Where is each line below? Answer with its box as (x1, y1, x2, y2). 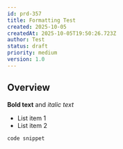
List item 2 (17, 121, 47, 129)
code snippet (7, 134, 45, 142)
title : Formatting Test (7, 17, 76, 24)
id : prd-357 (7, 10, 42, 17)
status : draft (7, 43, 49, 50)
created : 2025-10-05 (7, 23, 67, 30)
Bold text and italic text (7, 100, 74, 108)
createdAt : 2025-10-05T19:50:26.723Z (7, 29, 117, 37)
